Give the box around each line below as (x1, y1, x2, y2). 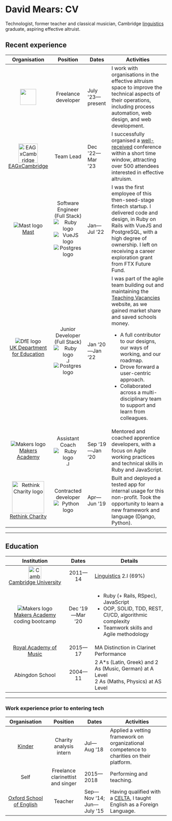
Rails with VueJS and (111, 221, 162, 229)
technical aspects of (111, 90, 160, 97)
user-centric (120, 369, 151, 376)
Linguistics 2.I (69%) (94, 572, 145, 579)
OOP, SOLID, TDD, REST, (103, 605, 163, 612)
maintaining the (111, 287, 149, 295)
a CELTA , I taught (110, 794, 151, 802)
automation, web (111, 109, 152, 116)
